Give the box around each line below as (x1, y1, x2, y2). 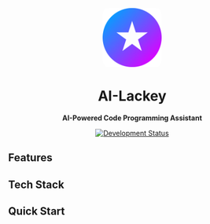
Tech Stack (8, 178, 64, 191)
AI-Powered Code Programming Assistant (61, 113, 203, 123)
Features (8, 151, 53, 164)
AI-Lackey (98, 87, 167, 105)
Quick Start (8, 204, 65, 218)
